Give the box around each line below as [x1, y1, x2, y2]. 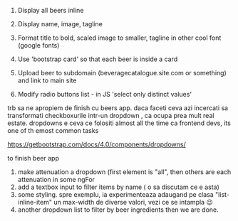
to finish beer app [7, 154, 59, 162]
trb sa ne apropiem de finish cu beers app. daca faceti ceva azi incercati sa [7, 104, 229, 112]
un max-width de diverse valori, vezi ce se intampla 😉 [53, 198, 213, 206]
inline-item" [17, 198, 52, 206]
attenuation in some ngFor [17, 176, 95, 183]
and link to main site [17, 76, 77, 85]
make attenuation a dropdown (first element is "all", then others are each [17, 168, 232, 176]
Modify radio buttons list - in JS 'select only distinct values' [17, 90, 192, 98]
